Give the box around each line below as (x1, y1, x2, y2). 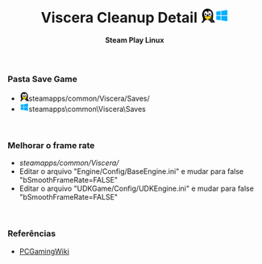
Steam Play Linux (105, 35, 164, 45)
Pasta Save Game (7, 73, 78, 85)
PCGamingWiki (19, 246, 70, 256)
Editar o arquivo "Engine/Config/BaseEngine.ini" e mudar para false (19, 167, 243, 176)
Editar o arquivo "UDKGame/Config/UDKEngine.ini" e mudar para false (19, 184, 255, 193)
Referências (7, 228, 56, 239)
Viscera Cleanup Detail (40, 8, 198, 27)
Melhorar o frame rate (7, 140, 95, 151)
